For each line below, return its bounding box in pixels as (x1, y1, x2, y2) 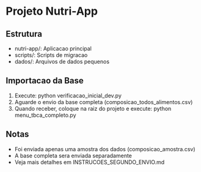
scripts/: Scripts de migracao (14, 51, 88, 59)
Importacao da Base (5, 75, 84, 86)
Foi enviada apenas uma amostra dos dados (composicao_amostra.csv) (14, 145, 196, 152)
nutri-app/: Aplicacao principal (14, 45, 92, 52)
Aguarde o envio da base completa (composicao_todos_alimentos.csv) (14, 98, 193, 105)
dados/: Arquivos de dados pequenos (14, 58, 110, 65)
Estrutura (5, 29, 43, 39)
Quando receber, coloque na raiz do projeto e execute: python (14, 105, 172, 112)
